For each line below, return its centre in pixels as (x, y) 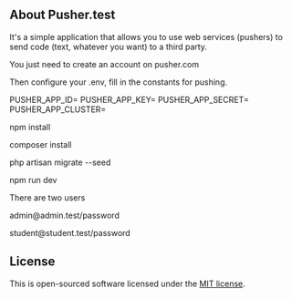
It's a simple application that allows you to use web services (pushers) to (146, 36)
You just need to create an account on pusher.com (104, 64)
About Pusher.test (63, 15)
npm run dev (33, 180)
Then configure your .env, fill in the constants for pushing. (119, 82)
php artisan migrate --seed (60, 162)
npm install (30, 127)
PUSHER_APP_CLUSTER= (58, 109)
